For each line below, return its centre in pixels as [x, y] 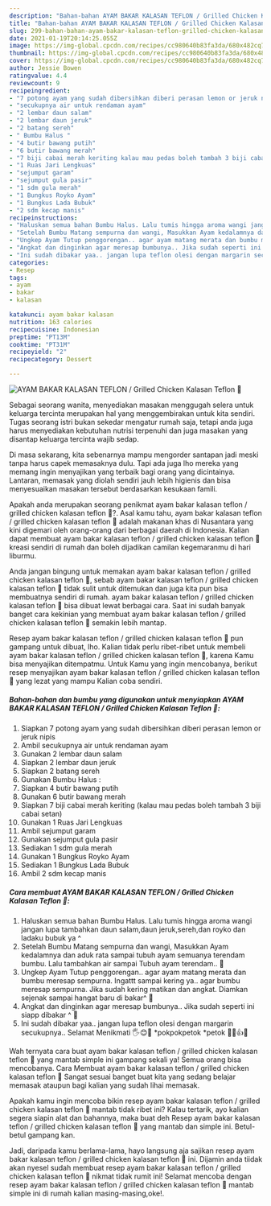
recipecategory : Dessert [51, 360]
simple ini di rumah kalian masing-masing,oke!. [87, 1193]
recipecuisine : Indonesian [54, 329]
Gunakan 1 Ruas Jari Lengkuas [72, 822]
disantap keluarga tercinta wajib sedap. [74, 439]
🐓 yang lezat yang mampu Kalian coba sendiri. [86, 681]
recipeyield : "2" [38, 352]
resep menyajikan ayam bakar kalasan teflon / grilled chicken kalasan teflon [135, 672]
